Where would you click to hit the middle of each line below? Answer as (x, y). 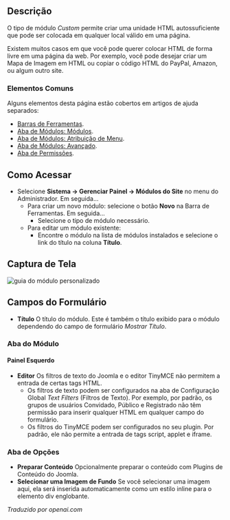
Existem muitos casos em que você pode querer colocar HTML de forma (110, 48)
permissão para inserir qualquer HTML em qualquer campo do (116, 412)
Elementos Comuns (41, 88)
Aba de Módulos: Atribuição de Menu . (71, 139)
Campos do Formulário (57, 302)
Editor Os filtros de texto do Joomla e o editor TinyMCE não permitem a (118, 376)
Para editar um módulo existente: (74, 228)
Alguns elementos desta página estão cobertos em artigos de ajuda (103, 103)
